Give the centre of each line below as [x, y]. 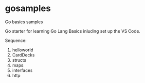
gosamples [28, 8]
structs [19, 60]
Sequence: [16, 40]
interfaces [22, 70]
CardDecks [23, 55]
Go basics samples [24, 22]
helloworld [23, 50]
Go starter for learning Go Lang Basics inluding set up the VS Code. [73, 31]
